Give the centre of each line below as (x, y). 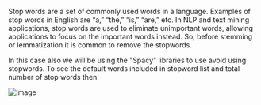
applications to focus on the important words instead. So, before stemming (130, 36)
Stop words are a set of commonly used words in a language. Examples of (130, 11)
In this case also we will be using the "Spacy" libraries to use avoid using (127, 60)
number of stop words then (53, 77)
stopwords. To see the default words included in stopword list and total (124, 69)
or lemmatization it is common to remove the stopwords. (100, 45)
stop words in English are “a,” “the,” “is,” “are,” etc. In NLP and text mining (129, 20)
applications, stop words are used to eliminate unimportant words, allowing (131, 28)
